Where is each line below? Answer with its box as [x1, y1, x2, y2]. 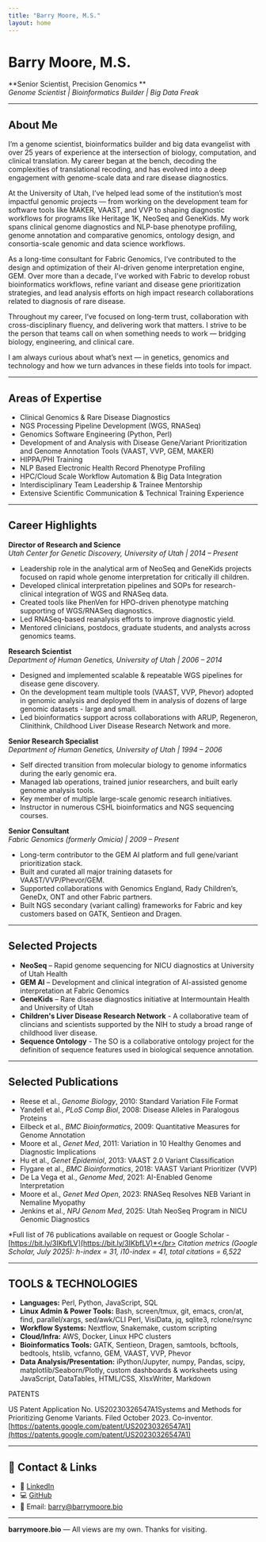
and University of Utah [19, 1002, 93, 1012]
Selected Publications [8, 1075, 119, 1089]
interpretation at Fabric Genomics [19, 986, 130, 995]
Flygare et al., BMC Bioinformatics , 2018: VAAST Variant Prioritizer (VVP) [19, 1163, 257, 1173]
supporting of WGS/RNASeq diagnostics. [19, 606, 154, 615]
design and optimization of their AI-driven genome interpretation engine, [8, 263, 245, 272]
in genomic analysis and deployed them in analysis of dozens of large [19, 695, 247, 705]
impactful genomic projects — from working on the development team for [8, 197, 248, 206]
